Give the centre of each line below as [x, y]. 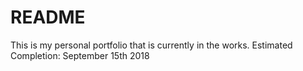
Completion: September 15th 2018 [80, 55]
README [48, 17]
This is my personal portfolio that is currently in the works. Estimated [151, 45]
